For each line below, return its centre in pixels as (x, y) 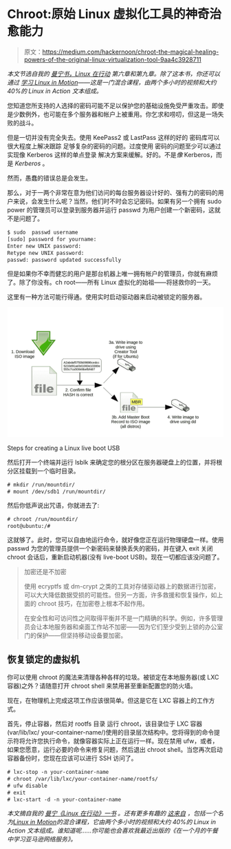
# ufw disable (27, 786)
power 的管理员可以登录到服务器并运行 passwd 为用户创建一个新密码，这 (111, 209)
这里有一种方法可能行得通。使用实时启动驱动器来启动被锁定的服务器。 (107, 296)
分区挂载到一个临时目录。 (43, 471)
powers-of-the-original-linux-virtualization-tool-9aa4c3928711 (112, 59)
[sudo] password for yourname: (52, 239)
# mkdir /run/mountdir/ (41, 485)
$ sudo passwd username (43, 232)
